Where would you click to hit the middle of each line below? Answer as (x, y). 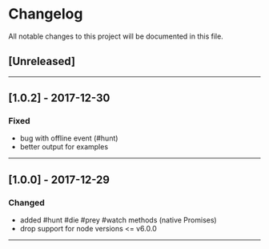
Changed (27, 202)
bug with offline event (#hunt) (69, 138)
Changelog (46, 14)
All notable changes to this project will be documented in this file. (116, 36)
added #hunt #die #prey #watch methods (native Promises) (118, 220)
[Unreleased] (42, 61)
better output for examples (64, 147)
